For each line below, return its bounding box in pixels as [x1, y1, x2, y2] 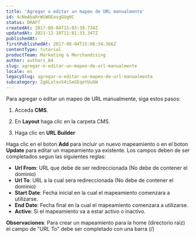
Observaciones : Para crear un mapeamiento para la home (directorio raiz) [6, 219, 185, 226]
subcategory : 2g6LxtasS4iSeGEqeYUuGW [6, 80, 98, 85]
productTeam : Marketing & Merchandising [6, 52, 106, 58]
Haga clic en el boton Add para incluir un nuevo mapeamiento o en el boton [6, 141, 188, 147]
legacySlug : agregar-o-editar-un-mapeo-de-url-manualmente [6, 74, 153, 80]
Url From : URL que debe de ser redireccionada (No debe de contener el [14, 164, 188, 171]
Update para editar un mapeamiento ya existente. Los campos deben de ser [6, 147, 190, 154]
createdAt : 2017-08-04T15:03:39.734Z [6, 25, 98, 31]
